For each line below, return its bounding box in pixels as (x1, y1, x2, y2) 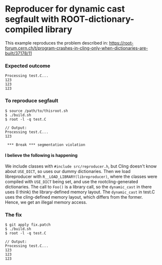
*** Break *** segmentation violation (7, 142, 86, 147)
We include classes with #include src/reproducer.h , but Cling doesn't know (5, 163, 157, 169)
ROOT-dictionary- (60, 14, 134, 25)
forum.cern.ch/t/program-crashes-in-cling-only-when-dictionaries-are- (5, 45, 148, 51)
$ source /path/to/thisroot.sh (5, 108, 68, 113)
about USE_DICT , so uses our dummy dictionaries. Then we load (5, 168, 131, 174)
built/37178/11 (5, 50, 32, 56)
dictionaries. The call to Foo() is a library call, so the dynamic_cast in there (5, 184, 152, 189)
